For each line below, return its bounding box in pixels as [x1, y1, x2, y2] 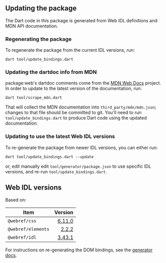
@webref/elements [8, 226, 50, 232]
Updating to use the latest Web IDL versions [5, 133, 115, 140]
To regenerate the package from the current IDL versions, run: [5, 47, 135, 53]
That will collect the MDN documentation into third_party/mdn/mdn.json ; [5, 104, 156, 110]
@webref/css [8, 218, 37, 223]
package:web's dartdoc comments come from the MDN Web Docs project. [5, 80, 161, 86]
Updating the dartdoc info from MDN [5, 68, 97, 76]
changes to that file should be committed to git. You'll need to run [5, 109, 142, 116]
